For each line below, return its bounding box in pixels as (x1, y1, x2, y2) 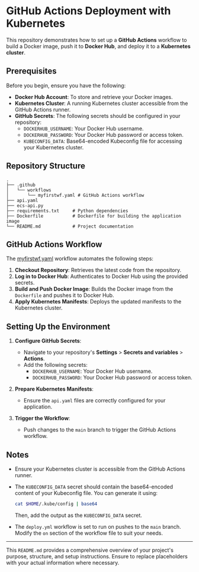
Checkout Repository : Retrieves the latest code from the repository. (14, 267, 182, 274)
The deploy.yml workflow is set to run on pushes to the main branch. (14, 523, 182, 530)
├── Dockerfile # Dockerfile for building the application (6, 213, 182, 219)
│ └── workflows (6, 187, 52, 193)
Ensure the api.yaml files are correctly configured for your (23, 397, 166, 404)
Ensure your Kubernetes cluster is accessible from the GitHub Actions (14, 465, 185, 472)
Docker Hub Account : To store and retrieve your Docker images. (14, 93, 173, 100)
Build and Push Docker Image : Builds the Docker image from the (14, 286, 174, 293)
